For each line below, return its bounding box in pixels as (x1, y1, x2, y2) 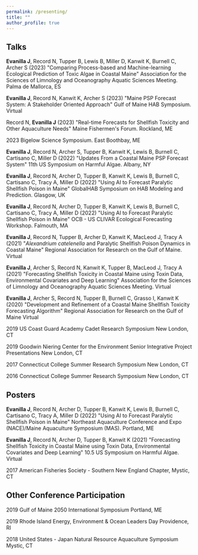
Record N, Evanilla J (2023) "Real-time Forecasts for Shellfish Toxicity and (6, 119, 189, 126)
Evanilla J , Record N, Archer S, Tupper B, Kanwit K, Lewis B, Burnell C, (6, 148, 180, 156)
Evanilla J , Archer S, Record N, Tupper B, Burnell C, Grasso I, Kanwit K (6, 294, 180, 302)
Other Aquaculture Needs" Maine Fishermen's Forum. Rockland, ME (6, 125, 173, 132)
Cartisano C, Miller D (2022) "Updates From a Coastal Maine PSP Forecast (6, 154, 188, 162)
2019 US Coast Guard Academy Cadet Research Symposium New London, (6, 325, 189, 333)
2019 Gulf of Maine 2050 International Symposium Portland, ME (6, 506, 162, 513)
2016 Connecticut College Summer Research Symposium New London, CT (6, 373, 189, 380)
